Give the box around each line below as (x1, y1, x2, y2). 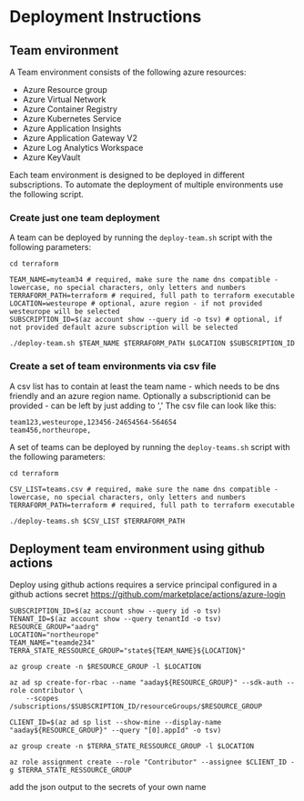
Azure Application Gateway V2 (22, 133, 138, 143)
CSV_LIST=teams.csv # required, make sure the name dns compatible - (9, 485, 279, 494)
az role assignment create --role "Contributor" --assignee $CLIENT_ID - (9, 757, 296, 767)
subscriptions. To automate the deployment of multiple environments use (9, 179, 284, 190)
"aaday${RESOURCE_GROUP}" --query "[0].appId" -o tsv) (9, 726, 222, 736)
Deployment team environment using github (9, 541, 266, 556)
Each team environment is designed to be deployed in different (9, 170, 246, 180)
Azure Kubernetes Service (22, 114, 122, 124)
